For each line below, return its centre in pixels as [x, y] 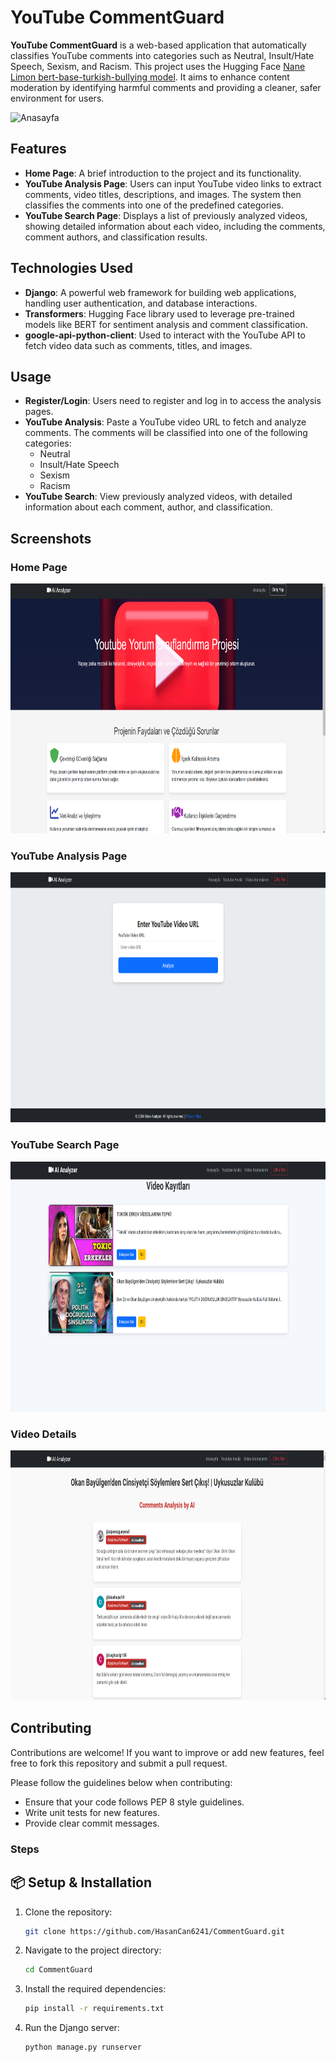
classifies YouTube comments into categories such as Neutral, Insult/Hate [162, 55]
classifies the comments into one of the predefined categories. [154, 205]
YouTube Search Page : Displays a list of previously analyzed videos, [166, 215]
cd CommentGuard [58, 1970]
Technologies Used [71, 268]
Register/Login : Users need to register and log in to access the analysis [173, 401]
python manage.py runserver [83, 2047]
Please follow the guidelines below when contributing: [121, 1782]
